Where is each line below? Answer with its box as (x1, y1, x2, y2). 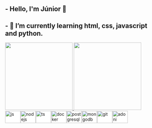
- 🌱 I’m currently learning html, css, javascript (5, 22, 148, 30)
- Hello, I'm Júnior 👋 (5, 5, 67, 13)
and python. (5, 29, 43, 37)
